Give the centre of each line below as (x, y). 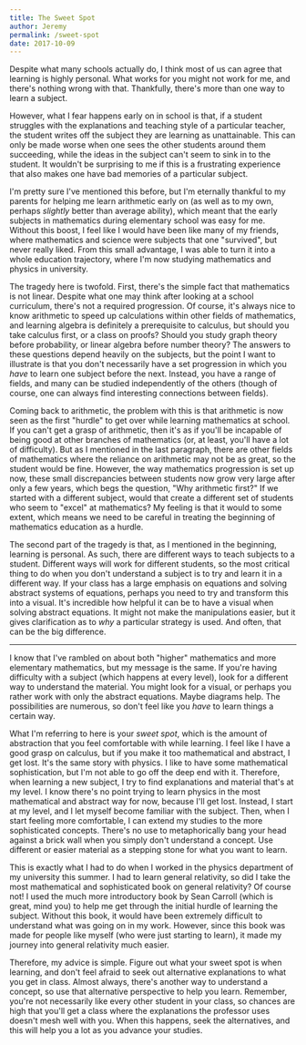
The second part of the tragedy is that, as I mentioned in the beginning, (143, 545)
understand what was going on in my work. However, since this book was (148, 926)
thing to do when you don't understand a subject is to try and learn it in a (146, 574)
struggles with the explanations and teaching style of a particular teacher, (148, 126)
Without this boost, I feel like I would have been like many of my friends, (144, 231)
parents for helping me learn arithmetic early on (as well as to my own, (142, 201)
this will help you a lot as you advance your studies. (106, 1030)
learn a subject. (39, 98)
